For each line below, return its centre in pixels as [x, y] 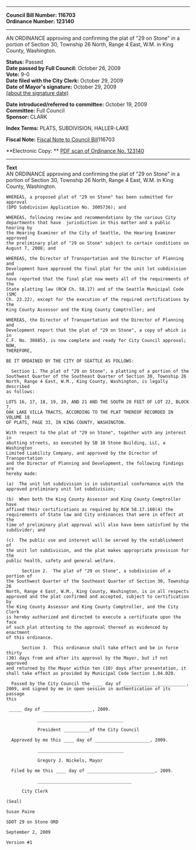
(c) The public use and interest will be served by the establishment [95, 540]
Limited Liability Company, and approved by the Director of [82, 453]
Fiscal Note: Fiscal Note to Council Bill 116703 [60, 139]
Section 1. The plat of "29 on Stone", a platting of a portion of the [100, 371]
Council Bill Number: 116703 [41, 15]
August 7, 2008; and [31, 248]
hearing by [19, 228]
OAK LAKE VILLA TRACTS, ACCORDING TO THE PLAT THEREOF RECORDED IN [90, 412]
